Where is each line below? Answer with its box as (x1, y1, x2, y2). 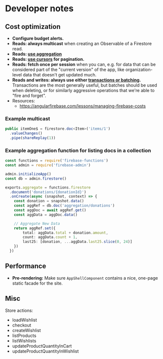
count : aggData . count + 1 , (23, 235, 78, 240)
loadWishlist (12, 317, 37, 323)
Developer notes (5, 3, 74, 14)
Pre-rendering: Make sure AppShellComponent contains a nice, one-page (12, 275, 158, 281)
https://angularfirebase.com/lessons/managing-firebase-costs (19, 103, 146, 109)
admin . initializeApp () (5, 171, 51, 176)
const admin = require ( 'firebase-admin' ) (5, 163, 91, 168)
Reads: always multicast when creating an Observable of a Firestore (12, 41, 152, 47)
